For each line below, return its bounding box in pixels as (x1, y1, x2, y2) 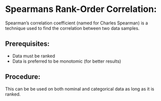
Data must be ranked (12, 53, 55, 59)
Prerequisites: (5, 40, 50, 48)
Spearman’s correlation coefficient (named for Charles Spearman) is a (5, 20, 148, 26)
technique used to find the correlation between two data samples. (5, 25, 140, 31)
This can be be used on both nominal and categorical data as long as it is (5, 86, 155, 92)
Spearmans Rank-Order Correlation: (5, 3, 157, 15)
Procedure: (5, 73, 41, 81)
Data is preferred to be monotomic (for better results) (12, 58, 121, 64)
